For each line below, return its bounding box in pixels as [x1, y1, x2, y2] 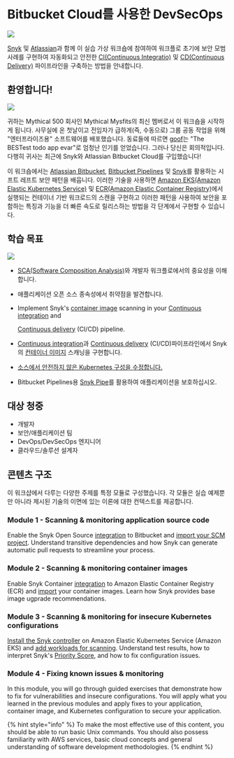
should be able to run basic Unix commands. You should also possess [7, 728, 209, 736]
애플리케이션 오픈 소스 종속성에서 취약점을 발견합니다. [17, 290, 163, 298]
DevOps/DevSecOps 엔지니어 [17, 437, 101, 446]
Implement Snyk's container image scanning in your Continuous [17, 304, 202, 312]
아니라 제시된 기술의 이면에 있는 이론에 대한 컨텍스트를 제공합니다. [14, 498, 193, 506]
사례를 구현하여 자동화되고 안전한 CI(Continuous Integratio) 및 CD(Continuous [7, 52, 225, 61]
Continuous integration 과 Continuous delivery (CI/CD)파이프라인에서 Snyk [17, 339, 227, 347]
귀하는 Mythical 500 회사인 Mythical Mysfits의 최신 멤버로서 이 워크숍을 [7, 117, 206, 125]
